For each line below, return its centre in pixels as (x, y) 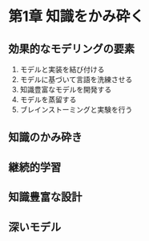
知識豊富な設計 (45, 197)
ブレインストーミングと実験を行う (76, 110)
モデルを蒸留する (48, 100)
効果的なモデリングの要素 (71, 49)
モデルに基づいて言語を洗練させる (76, 80)
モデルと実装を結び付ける (62, 69)
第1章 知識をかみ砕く (76, 16)
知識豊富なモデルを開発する (66, 90)
